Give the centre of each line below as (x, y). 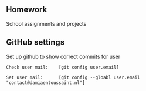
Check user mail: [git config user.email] (62, 67)
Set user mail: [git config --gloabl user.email (73, 77)
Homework (27, 10)
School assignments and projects (46, 23)
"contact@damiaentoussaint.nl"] (45, 82)
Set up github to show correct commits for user (63, 56)
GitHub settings (35, 43)
